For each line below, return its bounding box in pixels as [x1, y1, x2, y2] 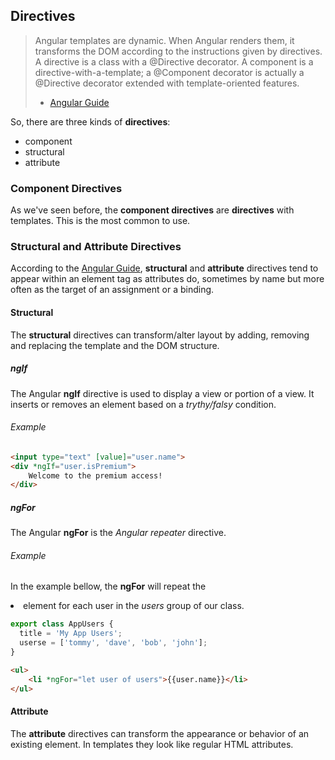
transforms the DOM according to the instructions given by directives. [34, 45, 323, 57]
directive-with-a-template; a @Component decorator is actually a [34, 66, 305, 78]
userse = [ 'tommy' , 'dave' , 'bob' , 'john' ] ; [19, 638, 208, 648]
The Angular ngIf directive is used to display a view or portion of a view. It [10, 387, 315, 399]
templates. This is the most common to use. [10, 215, 191, 227]
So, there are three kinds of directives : [10, 115, 171, 128]
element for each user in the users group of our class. [23, 600, 245, 612]
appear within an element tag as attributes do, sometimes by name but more [10, 273, 325, 285]
